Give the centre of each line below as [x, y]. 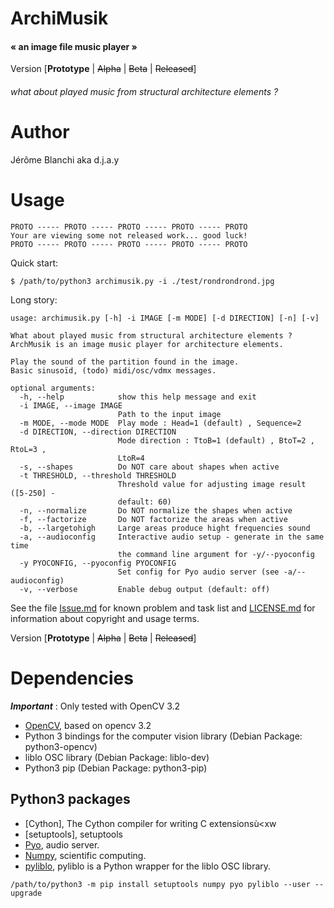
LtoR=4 [131, 458]
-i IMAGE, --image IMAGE [71, 405]
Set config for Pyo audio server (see [198, 572]
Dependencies [72, 678]
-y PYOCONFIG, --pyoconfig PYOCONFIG [98, 563]
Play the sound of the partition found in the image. [125, 362]
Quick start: [34, 263]
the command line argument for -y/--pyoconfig [216, 554]
